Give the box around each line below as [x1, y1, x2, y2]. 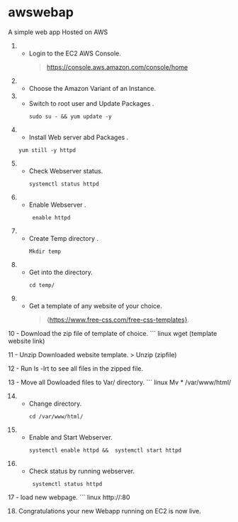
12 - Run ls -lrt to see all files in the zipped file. [8, 364, 144, 373]
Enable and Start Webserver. [28, 433, 113, 441]
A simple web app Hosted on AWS [8, 28, 108, 36]
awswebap [8, 4, 74, 21]
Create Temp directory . [28, 234, 98, 242]
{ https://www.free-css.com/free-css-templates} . [46, 315, 190, 324]
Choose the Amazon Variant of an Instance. [28, 84, 157, 92]
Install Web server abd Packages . [28, 133, 129, 141]
